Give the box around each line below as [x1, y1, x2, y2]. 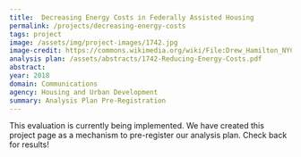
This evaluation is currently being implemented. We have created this [9, 120, 264, 131]
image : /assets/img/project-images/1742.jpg [9, 37, 178, 47]
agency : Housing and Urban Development [9, 87, 159, 96]
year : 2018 [9, 71, 50, 80]
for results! [9, 139, 49, 150]
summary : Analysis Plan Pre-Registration [9, 95, 167, 105]
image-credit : [9, 46, 63, 55]
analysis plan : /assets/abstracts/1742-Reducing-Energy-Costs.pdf [9, 54, 262, 63]
